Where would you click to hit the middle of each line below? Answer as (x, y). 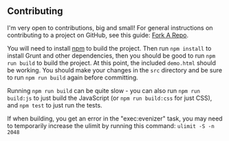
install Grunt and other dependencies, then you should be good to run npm (111, 55)
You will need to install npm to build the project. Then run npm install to (109, 48)
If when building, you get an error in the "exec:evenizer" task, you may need (115, 118)
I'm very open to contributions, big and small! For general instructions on (110, 27)
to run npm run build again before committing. (73, 77)
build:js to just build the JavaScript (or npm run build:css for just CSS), (110, 98)
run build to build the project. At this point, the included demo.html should (112, 63)
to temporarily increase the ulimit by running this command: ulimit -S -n (111, 125)
